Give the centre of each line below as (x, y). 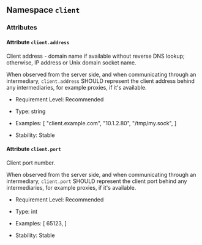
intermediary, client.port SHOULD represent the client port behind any (97, 181)
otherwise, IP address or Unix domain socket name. (71, 62)
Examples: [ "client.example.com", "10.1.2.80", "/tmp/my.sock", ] (96, 123)
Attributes (22, 28)
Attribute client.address (38, 42)
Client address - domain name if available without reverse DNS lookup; (95, 56)
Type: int (26, 211)
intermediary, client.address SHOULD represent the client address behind (100, 81)
